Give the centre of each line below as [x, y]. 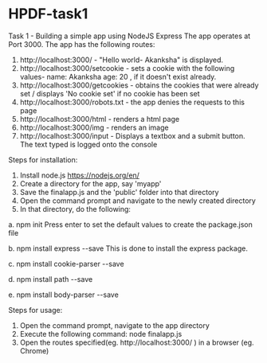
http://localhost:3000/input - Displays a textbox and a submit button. [132, 135]
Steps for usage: [35, 310]
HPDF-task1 [48, 14]
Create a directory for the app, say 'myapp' [90, 183]
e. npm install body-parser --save [64, 295]
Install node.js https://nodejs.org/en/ [79, 175]
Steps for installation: [43, 159]
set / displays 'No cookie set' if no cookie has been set [110, 93]
